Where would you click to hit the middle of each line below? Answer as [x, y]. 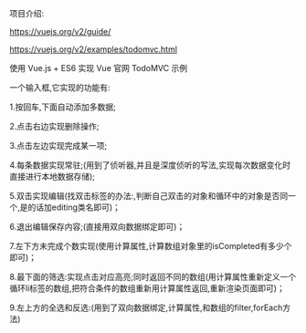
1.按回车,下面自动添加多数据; [63, 107]
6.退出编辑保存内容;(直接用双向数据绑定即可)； [97, 227]
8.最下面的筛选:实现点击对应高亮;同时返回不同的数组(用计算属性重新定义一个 [153, 277]
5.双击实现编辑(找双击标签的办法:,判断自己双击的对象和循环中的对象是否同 [149, 196]
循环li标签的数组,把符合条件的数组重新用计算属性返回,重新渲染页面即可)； [147, 288]
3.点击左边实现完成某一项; [58, 146]
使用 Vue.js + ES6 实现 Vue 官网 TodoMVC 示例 [99, 68]
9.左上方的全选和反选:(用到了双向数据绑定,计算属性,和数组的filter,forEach [146, 307]
